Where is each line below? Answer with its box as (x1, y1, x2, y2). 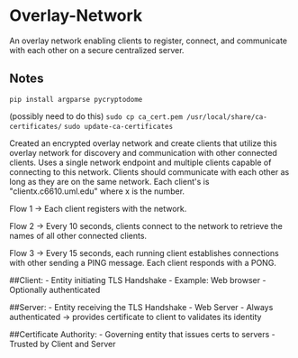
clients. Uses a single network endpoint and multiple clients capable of (9, 157, 272, 168)
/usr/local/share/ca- (185, 112, 267, 122)
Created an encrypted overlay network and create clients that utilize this (9, 137, 277, 149)
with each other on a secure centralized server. (9, 44, 185, 55)
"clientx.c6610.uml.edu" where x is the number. (9, 186, 185, 197)
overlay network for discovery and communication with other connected (9, 147, 277, 158)
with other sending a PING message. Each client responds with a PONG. (9, 257, 277, 268)
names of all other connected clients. (9, 230, 147, 241)
